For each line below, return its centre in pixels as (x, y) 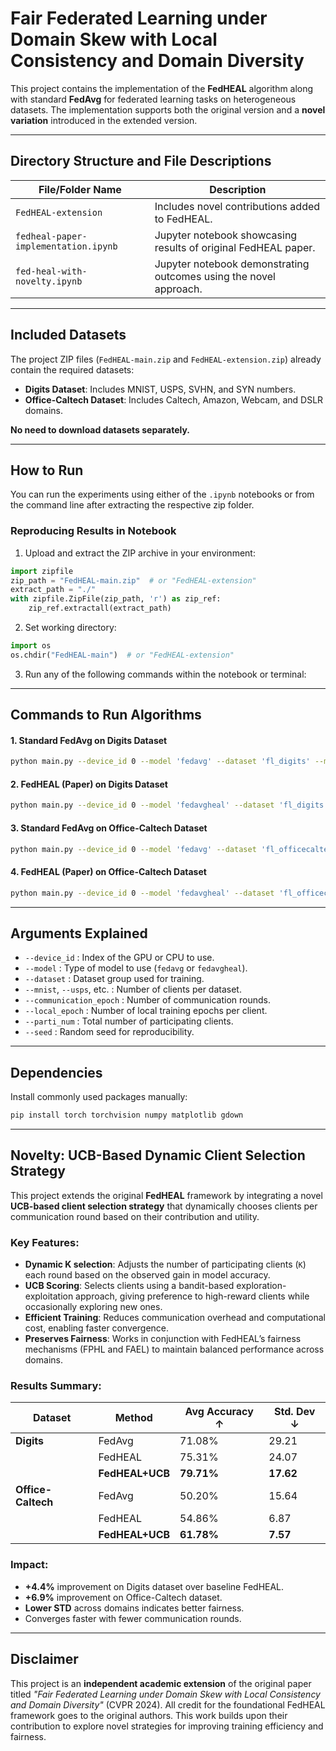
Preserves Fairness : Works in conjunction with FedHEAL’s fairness (163, 1339)
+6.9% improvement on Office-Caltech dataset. (123, 1597)
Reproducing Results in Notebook (93, 531)
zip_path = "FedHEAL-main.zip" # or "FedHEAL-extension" (133, 580)
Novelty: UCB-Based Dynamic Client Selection (158, 1155)
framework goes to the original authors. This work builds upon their (149, 1715)
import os (31, 646)
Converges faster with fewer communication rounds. (133, 1618)
